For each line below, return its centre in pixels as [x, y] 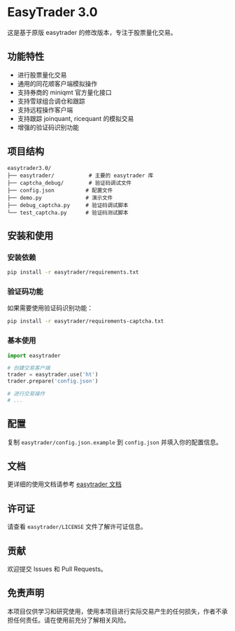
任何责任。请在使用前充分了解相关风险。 [71, 620]
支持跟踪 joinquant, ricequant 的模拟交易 [76, 118]
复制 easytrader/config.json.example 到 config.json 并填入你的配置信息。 [115, 442]
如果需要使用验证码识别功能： [50, 308]
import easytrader [34, 355]
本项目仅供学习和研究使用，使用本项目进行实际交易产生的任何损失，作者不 [114, 611]
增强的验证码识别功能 [48, 127]
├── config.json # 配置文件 [60, 190]
